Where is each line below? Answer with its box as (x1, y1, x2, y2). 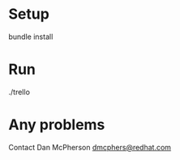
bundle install (8, 32, 54, 41)
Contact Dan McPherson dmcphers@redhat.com (8, 142, 172, 152)
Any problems (8, 115, 105, 134)
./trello (8, 87, 31, 97)
